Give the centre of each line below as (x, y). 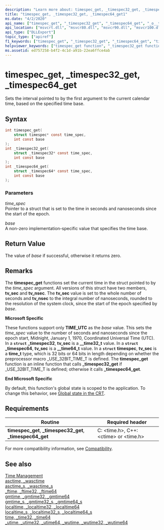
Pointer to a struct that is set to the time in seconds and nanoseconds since (81, 209)
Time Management (24, 476)
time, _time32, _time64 (28, 517)
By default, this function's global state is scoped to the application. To (75, 388)
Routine (50, 422)
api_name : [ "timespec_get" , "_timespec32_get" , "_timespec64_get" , (75, 23)
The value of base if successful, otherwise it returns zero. (63, 255)
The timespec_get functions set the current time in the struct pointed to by (81, 283)
